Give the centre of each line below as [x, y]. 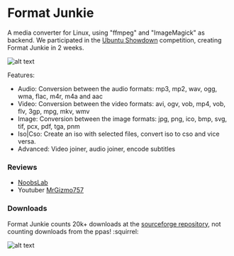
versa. [27, 141]
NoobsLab [33, 182]
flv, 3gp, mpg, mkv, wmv [54, 111]
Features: [21, 75]
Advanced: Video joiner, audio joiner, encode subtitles [96, 149]
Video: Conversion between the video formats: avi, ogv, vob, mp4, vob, [121, 103]
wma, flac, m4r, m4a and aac [60, 96]
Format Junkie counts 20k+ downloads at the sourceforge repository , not [114, 223]
